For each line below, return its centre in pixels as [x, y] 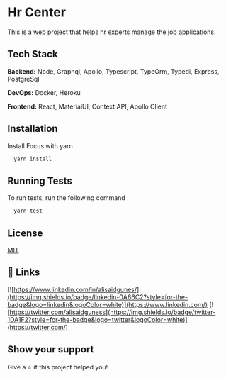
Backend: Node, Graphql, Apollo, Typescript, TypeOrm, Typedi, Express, [113, 71]
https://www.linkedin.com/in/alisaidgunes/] [77, 289]
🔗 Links [24, 273]
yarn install [33, 159]
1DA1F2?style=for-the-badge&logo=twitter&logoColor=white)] [97, 319]
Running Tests [40, 180]
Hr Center [36, 12]
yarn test [28, 211]
